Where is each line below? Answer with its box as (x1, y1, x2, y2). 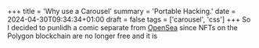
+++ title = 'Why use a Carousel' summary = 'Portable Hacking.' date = (7, 7, 236, 15)
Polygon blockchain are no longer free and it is (7, 31, 158, 40)
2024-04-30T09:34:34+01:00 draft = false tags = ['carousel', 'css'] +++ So (7, 15, 251, 24)
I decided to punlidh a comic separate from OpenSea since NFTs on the (7, 23, 238, 32)
